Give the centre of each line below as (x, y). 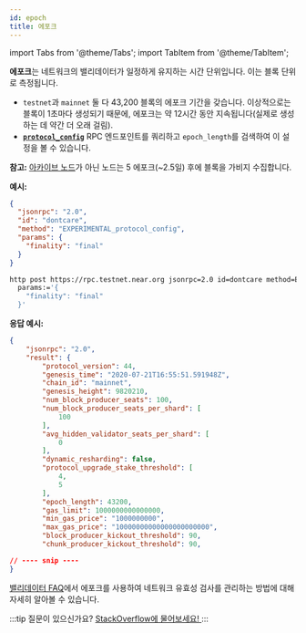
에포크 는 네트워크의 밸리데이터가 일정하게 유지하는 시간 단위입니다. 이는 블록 (144, 71)
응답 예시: (26, 323)
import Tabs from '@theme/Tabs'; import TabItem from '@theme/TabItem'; (149, 52)
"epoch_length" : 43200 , (87, 502)
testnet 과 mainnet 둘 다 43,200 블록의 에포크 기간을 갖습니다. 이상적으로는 (157, 102)
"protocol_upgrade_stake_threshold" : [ (118, 468)
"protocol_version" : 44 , (89, 366)
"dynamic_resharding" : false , (99, 460)
